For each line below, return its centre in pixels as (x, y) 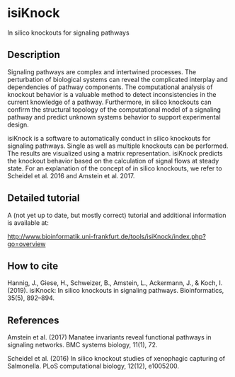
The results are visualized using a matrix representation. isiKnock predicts (115, 153)
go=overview (27, 244)
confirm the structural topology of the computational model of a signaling (114, 109)
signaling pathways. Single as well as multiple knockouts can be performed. (118, 146)
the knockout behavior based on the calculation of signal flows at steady (113, 161)
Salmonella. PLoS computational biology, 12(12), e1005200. (93, 366)
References (33, 320)
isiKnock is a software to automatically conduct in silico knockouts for (109, 138)
